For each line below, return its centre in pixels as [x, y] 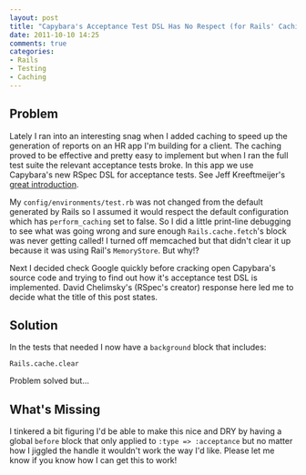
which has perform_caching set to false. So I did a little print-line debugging [150, 221]
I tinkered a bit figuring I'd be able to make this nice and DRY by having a [146, 431]
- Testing [28, 69]
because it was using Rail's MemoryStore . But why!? [105, 250]
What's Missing [55, 409]
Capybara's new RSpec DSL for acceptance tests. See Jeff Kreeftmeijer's [147, 175]
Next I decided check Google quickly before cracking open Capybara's [143, 268]
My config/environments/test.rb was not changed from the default [137, 202]
